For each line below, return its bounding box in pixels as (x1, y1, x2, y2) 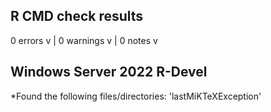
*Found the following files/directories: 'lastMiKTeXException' (10, 90, 262, 102)
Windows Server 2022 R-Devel (10, 64, 208, 81)
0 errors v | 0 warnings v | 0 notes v (10, 34, 158, 46)
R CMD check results (10, 8, 144, 25)
